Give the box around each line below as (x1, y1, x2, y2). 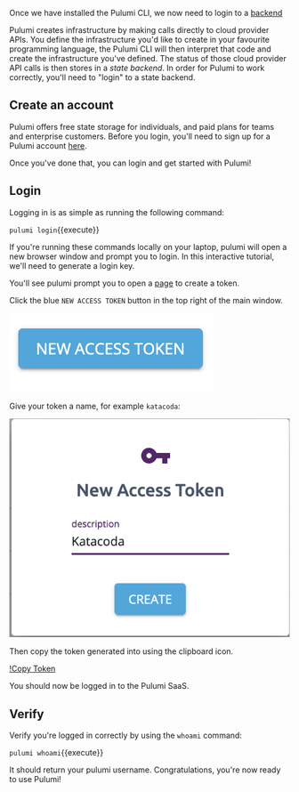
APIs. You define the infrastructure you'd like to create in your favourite (9, 35, 270, 44)
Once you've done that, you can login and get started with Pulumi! (9, 158, 252, 168)
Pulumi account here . (9, 140, 87, 150)
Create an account (9, 98, 114, 113)
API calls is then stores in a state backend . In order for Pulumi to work (9, 62, 265, 73)
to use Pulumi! (9, 774, 62, 785)
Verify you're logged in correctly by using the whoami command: (9, 730, 243, 741)
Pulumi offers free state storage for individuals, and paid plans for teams (9, 121, 274, 132)
